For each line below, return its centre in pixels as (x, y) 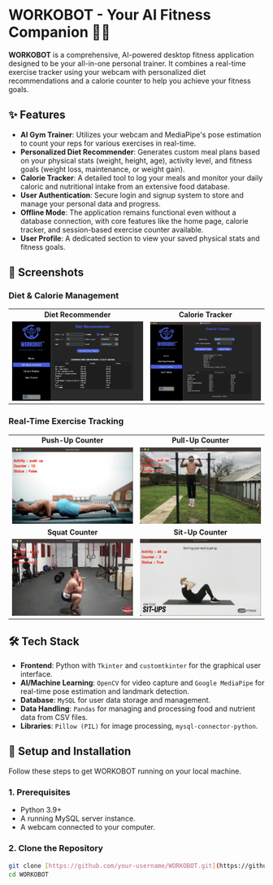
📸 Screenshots (46, 273)
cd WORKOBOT (28, 875)
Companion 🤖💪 (60, 32)
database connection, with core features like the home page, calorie (134, 220)
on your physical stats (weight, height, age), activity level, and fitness (136, 160)
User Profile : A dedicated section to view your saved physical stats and (140, 238)
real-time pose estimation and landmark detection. (104, 691)
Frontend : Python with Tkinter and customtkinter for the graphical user (141, 665)
